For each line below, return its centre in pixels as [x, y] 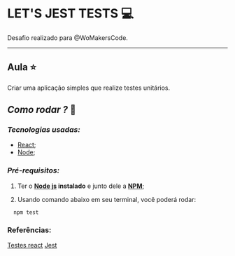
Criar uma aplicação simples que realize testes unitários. [89, 88]
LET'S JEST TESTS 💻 [71, 14]
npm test [26, 212]
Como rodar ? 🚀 [42, 110]
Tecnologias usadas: [44, 130]
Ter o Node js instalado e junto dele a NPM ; [81, 186]
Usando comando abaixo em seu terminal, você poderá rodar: [107, 199]
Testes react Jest [32, 245]
